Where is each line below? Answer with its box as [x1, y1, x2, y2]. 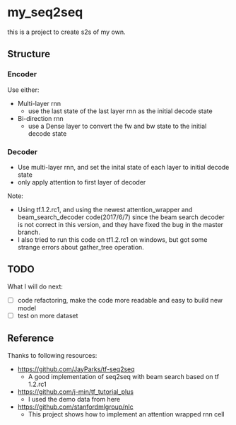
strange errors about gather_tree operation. [17, 243, 145, 251]
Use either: [7, 86, 40, 94]
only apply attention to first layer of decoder [17, 177, 146, 186]
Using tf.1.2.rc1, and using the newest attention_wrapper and [17, 205, 193, 214]
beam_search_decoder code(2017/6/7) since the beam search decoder [17, 213, 225, 221]
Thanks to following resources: [7, 351, 98, 359]
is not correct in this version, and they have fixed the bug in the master [17, 220, 224, 228]
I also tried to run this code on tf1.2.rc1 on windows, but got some [17, 235, 208, 244]
